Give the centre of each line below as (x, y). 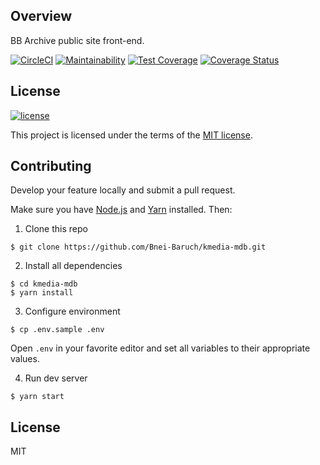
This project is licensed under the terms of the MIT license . (131, 135)
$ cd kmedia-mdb (44, 284)
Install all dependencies (73, 266)
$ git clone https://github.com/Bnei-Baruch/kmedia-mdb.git (138, 247)
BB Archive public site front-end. (77, 40)
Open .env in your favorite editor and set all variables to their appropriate (160, 348)
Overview (41, 16)
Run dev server (56, 378)
